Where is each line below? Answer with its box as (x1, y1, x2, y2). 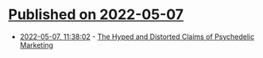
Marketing (19, 40, 54, 49)
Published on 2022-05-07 (8, 6, 184, 24)
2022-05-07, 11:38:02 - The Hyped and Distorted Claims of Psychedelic (19, 32, 255, 41)
